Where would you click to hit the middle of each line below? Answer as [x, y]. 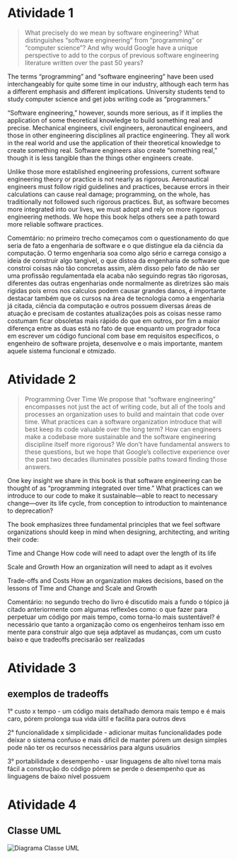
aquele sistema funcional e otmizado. [62, 351]
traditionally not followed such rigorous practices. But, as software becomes [118, 201]
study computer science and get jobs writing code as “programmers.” [109, 99]
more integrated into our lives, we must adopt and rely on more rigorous [112, 209]
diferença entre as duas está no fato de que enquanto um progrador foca [114, 328]
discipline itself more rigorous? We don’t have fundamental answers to [127, 444]
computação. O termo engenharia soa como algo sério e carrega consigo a [117, 253]
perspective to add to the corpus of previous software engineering [122, 55]
